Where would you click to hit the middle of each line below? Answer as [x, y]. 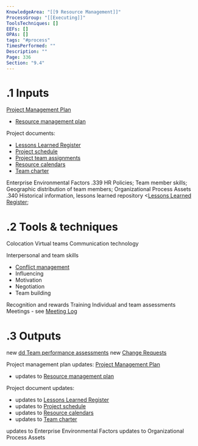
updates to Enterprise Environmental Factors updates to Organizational [95, 431]
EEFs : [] [17, 29]
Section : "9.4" [26, 63]
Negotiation [30, 287]
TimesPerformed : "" [31, 46]
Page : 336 [19, 57]
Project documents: [31, 133]
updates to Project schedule [51, 406]
